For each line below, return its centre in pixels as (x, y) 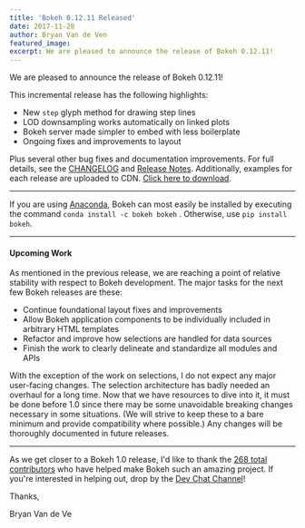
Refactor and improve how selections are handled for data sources (147, 339)
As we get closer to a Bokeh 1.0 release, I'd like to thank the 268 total (138, 460)
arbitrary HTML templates (71, 329)
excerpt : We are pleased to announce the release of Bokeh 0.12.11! (142, 52)
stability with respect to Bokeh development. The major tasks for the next (147, 283)
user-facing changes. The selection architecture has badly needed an (140, 386)
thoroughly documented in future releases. (89, 434)
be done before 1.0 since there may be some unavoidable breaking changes (151, 405)
